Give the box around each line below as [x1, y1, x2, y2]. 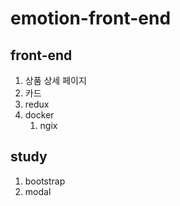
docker [24, 109, 55, 121]
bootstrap [24, 175, 66, 187]
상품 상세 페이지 [24, 75, 87, 86]
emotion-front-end [10, 7, 172, 30]
